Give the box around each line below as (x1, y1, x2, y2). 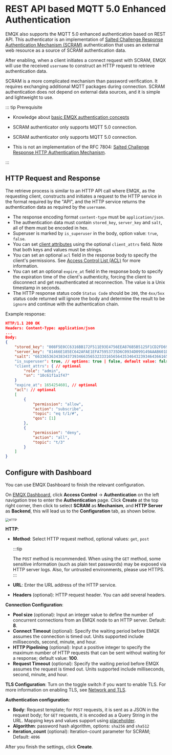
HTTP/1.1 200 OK (5, 320, 40, 326)
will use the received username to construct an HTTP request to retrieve (5, 62, 155, 69)
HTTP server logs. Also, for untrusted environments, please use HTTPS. (12, 566, 165, 572)
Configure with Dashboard (5, 468, 92, 477)
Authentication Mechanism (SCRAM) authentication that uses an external (5, 41, 160, 48)
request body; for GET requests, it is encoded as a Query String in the (12, 712, 158, 718)
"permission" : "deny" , (32, 430, 81, 435)
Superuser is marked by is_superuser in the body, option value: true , (12, 230, 159, 236)
